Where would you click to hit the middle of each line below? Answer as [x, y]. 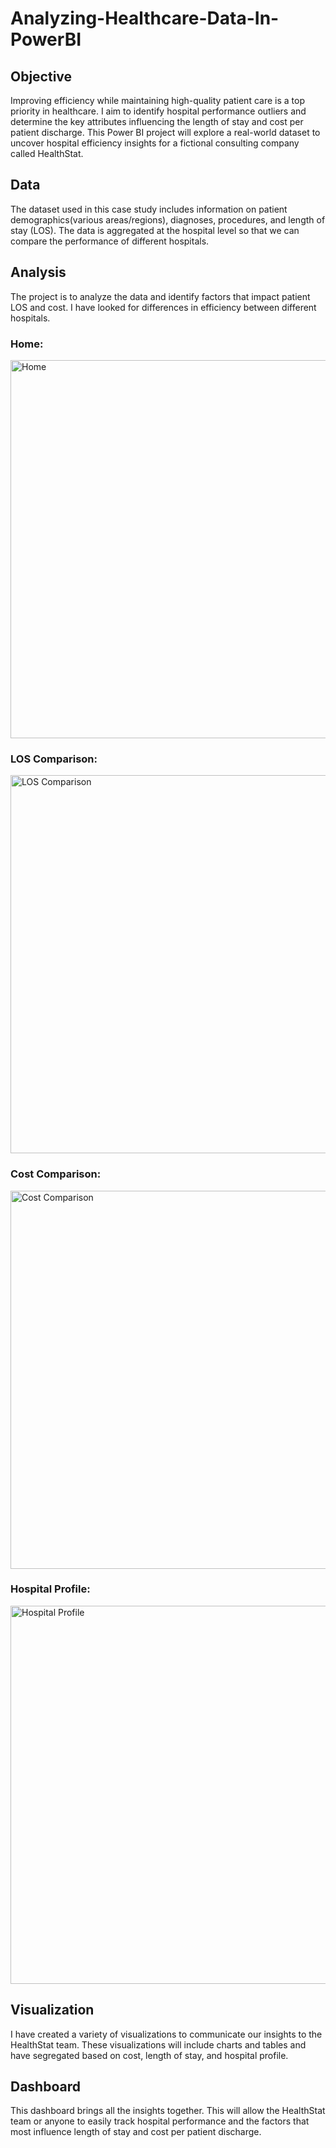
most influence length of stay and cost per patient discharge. [136, 2132]
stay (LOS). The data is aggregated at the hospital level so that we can [155, 230]
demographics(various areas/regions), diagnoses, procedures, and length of [168, 219]
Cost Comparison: [56, 1174]
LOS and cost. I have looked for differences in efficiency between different [163, 307]
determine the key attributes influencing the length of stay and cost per [157, 121]
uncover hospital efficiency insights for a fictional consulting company [155, 143]
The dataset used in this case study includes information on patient [149, 209]
